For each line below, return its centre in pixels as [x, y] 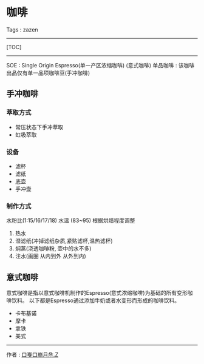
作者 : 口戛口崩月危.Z [32, 355]
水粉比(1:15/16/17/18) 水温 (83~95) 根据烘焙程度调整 [71, 221]
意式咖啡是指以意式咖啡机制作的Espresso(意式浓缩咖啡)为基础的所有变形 [97, 293]
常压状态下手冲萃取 [39, 127]
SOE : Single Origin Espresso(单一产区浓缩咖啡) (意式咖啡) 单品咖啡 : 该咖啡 [100, 65]
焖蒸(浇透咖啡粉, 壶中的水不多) [53, 249]
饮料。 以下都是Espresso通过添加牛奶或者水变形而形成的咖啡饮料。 [96, 300]
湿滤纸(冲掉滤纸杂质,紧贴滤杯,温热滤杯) [64, 241]
